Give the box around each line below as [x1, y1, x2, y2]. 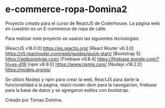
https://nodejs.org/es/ [5, 67, 51, 73]
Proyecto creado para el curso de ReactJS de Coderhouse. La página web [5, 20, 160, 26]
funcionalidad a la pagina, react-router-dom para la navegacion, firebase [5, 82, 157, 88]
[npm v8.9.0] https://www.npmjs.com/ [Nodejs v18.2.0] [27, 61, 143, 67]
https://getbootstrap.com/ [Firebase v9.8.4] [5, 56, 96, 62]
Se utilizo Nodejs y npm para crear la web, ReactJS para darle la [5, 76, 140, 82]
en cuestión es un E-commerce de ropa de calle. [5, 25, 107, 31]
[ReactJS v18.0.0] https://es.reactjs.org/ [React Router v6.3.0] [5, 45, 134, 51]
